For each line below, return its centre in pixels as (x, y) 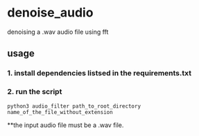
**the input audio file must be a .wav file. (66, 125)
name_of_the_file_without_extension (60, 112)
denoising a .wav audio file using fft (58, 32)
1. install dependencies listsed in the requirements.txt (99, 73)
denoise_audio (50, 13)
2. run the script (35, 92)
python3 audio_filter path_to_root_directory (74, 106)
